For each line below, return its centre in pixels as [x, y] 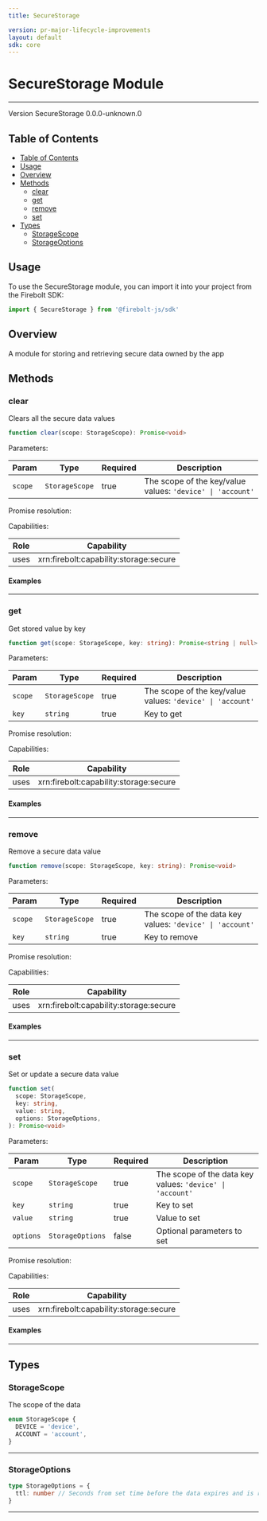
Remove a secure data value [55, 851]
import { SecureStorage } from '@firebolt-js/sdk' [94, 309]
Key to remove [171, 937]
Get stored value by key [47, 628]
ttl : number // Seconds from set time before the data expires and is [135, 1494]
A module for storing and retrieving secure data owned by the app [116, 353]
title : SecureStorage [44, 16]
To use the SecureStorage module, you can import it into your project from [130, 286]
